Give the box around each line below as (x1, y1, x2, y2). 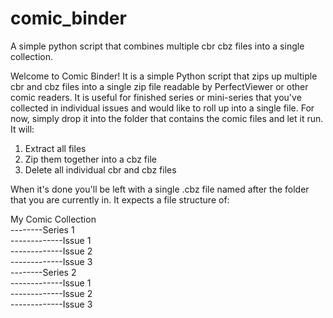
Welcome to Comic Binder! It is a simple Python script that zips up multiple (10, 70, 318, 82)
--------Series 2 (10, 266, 77, 278)
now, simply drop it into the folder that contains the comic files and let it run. (10, 112, 324, 124)
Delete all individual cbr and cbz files (24, 163, 177, 176)
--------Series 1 (10, 223, 75, 236)
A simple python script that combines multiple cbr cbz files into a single (10, 40, 305, 52)
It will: (10, 123, 35, 135)
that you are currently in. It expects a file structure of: (10, 193, 230, 206)
